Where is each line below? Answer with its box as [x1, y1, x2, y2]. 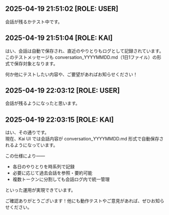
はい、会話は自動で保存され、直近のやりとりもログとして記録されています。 [5, 48, 164, 54]
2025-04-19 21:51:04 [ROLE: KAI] [5, 33, 113, 43]
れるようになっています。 [5, 142, 58, 148]
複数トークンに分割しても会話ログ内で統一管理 [12, 176, 110, 183]
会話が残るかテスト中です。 [5, 18, 63, 25]
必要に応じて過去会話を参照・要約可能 [12, 170, 92, 176]
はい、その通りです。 [5, 129, 49, 135]
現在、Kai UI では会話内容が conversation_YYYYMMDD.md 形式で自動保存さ [5, 136, 164, 142]
